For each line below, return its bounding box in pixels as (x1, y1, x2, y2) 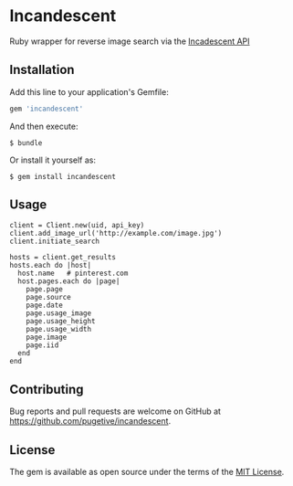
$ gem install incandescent (9, 172, 117, 181)
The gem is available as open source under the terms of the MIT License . (9, 467, 285, 478)
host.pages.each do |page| (17, 277, 120, 286)
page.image (26, 333, 68, 343)
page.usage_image (26, 309, 92, 318)
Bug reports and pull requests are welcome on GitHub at (9, 406, 222, 417)
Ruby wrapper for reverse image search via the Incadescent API (9, 36, 250, 47)
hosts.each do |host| (9, 261, 92, 270)
